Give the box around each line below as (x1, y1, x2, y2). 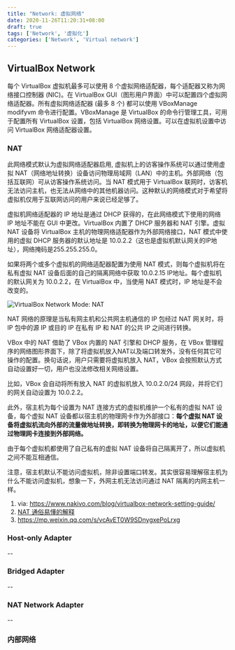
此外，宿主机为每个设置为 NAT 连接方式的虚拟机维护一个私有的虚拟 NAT (7, 403, 215, 412)
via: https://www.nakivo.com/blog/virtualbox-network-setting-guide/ (17, 499, 215, 508)
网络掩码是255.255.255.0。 (22, 245, 101, 254)
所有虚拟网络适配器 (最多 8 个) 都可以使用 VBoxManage (37, 99, 198, 107)
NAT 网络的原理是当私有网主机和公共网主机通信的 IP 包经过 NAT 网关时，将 (7, 314, 224, 323)
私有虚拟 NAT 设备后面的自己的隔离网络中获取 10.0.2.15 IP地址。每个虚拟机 (7, 269, 222, 277)
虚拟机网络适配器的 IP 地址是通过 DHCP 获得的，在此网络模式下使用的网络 (7, 210, 222, 219)
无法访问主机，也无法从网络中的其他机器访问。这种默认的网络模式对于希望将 (7, 186, 228, 195)
